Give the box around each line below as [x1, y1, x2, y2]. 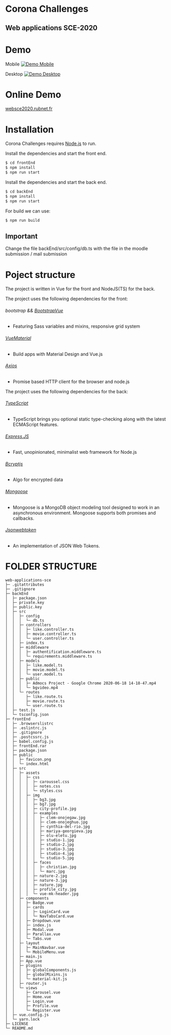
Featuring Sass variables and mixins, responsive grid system [12, 323, 140, 329]
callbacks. [12, 515, 35, 521]
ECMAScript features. [12, 421, 59, 428]
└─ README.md [5, 1025, 33, 1031]
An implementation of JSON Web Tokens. [12, 542, 101, 548]
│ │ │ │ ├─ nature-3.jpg [5, 878, 67, 883]
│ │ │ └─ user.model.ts [5, 671, 63, 677]
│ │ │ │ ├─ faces [5, 860, 52, 865]
